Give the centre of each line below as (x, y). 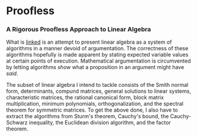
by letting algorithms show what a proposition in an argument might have (95, 67)
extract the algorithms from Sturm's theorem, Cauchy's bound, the (88, 116)
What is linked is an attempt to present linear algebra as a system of (89, 42)
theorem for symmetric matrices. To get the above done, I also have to (92, 110)
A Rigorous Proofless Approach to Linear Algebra (79, 30)
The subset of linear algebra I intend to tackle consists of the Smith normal (97, 85)
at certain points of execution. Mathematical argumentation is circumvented (99, 61)
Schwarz (17, 123)
